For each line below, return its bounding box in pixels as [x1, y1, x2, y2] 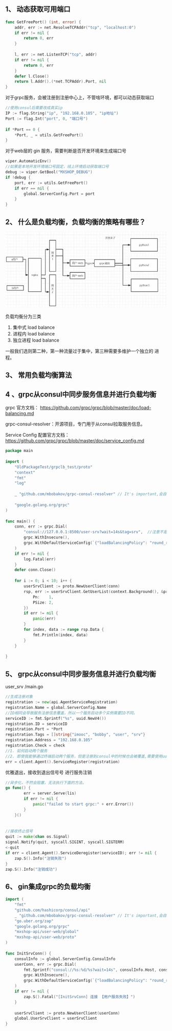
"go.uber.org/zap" [14, 918, 54, 924]
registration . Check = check [5, 743, 66, 748]
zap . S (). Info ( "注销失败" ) [14, 856, 67, 861]
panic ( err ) [32, 616, 56, 622]
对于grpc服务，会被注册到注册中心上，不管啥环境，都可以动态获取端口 [5, 95, 155, 101]
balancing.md [5, 410, 34, 417]
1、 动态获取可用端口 [5, 5, 71, 14]
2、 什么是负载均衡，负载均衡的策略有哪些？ [5, 217, 146, 226]
